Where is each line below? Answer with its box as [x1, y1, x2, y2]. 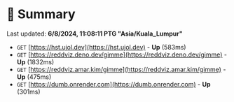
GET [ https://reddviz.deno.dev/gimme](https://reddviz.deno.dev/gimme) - [16, 50, 228, 59]
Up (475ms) [16, 73, 52, 81]
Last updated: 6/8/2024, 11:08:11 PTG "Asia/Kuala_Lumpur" [6, 29, 183, 38]
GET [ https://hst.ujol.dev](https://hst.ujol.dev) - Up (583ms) [16, 43, 186, 51]
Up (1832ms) [16, 57, 55, 66]
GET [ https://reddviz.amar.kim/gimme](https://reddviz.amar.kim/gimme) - [16, 65, 226, 73]
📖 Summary [6, 6, 76, 22]
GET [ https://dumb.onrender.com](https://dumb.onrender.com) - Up [16, 80, 211, 88]
